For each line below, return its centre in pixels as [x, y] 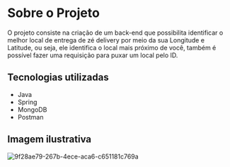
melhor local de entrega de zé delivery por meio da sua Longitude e [106, 40]
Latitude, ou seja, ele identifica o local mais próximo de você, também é [112, 47]
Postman [30, 117]
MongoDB [32, 109]
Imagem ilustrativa [50, 139]
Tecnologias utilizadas [58, 77]
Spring [27, 102]
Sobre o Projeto [54, 13]
